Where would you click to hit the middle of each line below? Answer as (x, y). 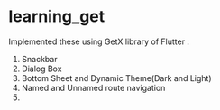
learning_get (57, 17)
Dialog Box (41, 69)
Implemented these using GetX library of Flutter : (99, 41)
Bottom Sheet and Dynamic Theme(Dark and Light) (116, 78)
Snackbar (39, 59)
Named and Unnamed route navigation (93, 87)
